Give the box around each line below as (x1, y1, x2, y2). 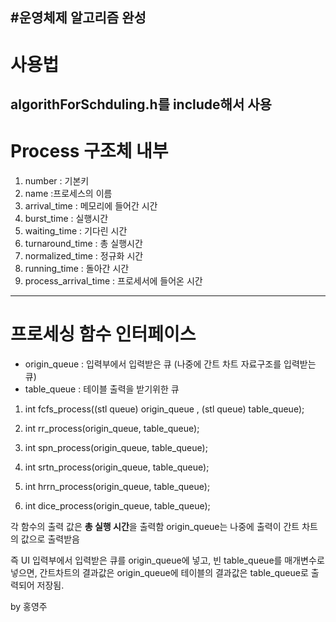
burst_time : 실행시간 (24, 212, 109, 224)
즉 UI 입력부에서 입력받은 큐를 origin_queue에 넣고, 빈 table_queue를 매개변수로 (10, 554, 325, 566)
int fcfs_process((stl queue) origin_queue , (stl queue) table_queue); (24, 403, 305, 415)
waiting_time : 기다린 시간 (24, 224, 128, 237)
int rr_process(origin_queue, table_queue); (24, 422, 200, 434)
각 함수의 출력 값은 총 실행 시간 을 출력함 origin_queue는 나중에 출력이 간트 (10, 520, 300, 532)
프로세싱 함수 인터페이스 (10, 323, 197, 346)
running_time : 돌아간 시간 (24, 262, 130, 274)
